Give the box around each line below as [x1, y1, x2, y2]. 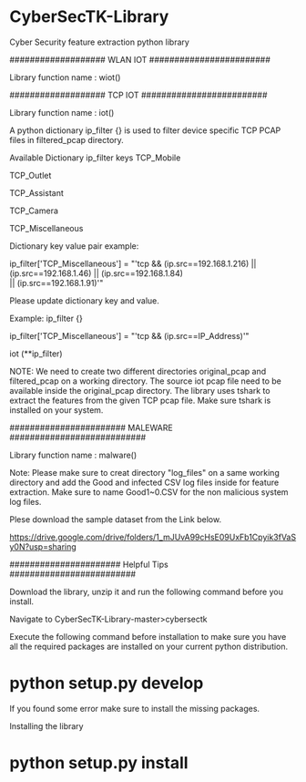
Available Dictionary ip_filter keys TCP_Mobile [9, 152, 181, 163]
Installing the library [9, 720, 84, 731]
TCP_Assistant [9, 187, 64, 198]
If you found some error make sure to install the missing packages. [9, 703, 260, 714]
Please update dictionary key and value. [9, 294, 159, 306]
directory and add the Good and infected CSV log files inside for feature [9, 477, 280, 488]
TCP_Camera [9, 205, 59, 216]
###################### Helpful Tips [9, 559, 168, 570]
